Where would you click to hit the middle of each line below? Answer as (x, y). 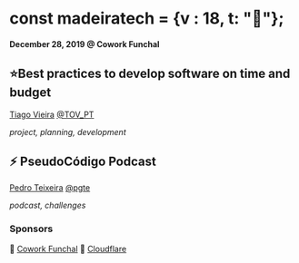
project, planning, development (68, 131)
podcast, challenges (48, 205)
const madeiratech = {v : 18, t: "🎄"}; (147, 19)
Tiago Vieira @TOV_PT (52, 114)
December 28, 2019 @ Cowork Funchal (85, 44)
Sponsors (31, 229)
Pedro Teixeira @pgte (50, 188)
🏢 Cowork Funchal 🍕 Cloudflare (68, 248)
